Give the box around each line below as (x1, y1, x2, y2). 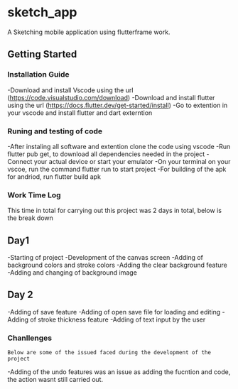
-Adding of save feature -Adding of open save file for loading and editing (7, 307, 221, 316)
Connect (7, 157, 33, 165)
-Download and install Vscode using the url (7, 86, 134, 94)
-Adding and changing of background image (7, 268, 137, 277)
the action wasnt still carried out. (7, 376, 104, 384)
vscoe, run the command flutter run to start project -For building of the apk (7, 165, 227, 173)
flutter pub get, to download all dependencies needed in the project (7, 150, 205, 158)
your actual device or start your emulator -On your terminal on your (33, 157, 231, 165)
